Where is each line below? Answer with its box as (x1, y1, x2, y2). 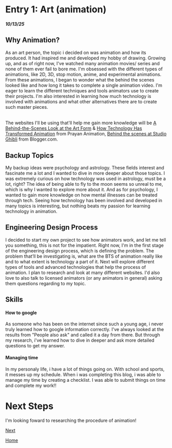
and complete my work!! (5, 382, 56, 388)
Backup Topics (5, 151, 54, 160)
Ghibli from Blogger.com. (5, 136, 58, 142)
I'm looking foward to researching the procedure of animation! (5, 417, 137, 423)
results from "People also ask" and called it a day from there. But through (5, 332, 160, 338)
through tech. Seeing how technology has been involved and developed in (5, 198, 163, 204)
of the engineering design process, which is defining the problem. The (5, 247, 154, 254)
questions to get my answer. (5, 343, 65, 349)
